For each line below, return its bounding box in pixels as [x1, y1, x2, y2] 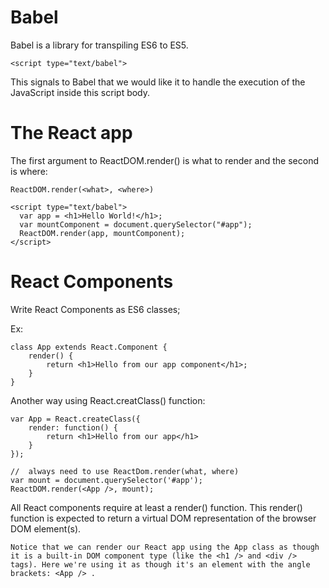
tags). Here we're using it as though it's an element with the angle [10, 559, 311, 570]
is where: [10, 165, 48, 177]
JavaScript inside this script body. [10, 86, 151, 98]
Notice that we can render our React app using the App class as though [10, 542, 320, 552]
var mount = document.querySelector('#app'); [10, 475, 203, 485]
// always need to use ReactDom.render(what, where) [10, 466, 240, 476]
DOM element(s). [10, 522, 82, 535]
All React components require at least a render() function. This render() [10, 501, 303, 513]
